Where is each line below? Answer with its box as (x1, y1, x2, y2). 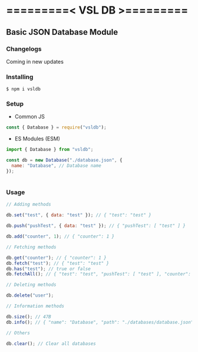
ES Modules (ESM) (14, 135, 61, 142)
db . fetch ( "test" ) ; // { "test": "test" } (6, 260, 110, 266)
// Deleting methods (6, 282, 57, 288)
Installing (6, 73, 34, 81)
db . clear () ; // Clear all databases (6, 340, 96, 347)
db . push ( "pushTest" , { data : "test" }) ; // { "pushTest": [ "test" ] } (6, 223, 186, 229)
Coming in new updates (6, 58, 64, 65)
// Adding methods (6, 202, 51, 208)
